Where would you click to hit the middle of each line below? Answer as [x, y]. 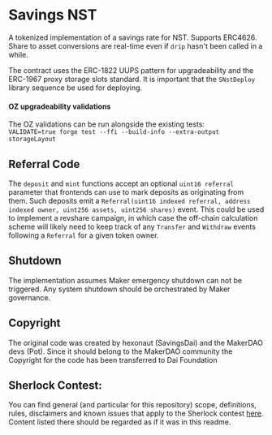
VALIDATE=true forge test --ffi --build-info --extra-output [114, 132]
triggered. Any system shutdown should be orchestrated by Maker [119, 289]
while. [18, 54]
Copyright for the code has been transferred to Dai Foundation [113, 360]
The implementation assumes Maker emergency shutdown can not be [125, 280]
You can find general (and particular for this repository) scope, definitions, [133, 405]
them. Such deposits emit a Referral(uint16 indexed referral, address [130, 200]
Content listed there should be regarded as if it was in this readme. [120, 422]
